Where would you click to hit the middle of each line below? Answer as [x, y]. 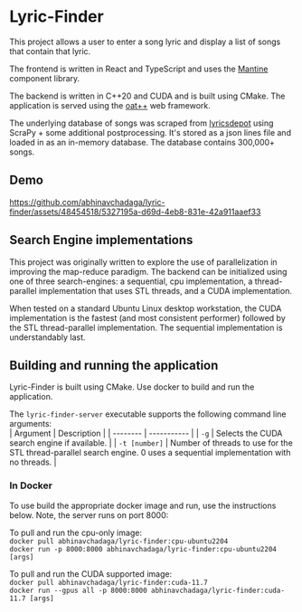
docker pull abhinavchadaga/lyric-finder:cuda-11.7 [109, 582]
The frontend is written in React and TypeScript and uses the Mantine [139, 69]
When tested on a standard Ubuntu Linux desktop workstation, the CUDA [146, 308]
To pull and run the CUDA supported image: [91, 574]
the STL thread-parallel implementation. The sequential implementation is [146, 327]
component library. [45, 78]
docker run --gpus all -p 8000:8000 [78, 590]
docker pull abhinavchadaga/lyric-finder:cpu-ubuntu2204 [119, 541]
